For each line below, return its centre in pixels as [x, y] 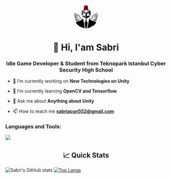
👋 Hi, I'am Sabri [86, 47]
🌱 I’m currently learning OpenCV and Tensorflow [65, 91]
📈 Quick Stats [86, 155]
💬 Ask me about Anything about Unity [54, 101]
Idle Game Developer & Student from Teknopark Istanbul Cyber [86, 63]
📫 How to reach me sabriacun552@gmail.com [63, 111]
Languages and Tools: [33, 127]
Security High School [86, 70]
